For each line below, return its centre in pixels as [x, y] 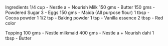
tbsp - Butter [18, 38]
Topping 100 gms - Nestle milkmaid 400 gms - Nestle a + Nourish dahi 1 [80, 33]
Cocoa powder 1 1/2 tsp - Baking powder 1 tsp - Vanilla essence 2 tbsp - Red [84, 18]
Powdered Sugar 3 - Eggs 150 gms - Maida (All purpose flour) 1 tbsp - [77, 12]
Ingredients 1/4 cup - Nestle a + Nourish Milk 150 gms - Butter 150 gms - [80, 7]
